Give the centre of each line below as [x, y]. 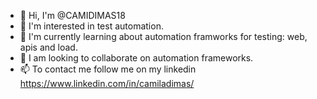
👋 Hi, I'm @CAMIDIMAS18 [72, 15]
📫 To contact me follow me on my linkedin [108, 69]
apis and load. [48, 47]
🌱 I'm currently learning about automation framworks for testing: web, [163, 36]
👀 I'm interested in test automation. [91, 26]
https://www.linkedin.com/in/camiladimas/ [107, 83]
